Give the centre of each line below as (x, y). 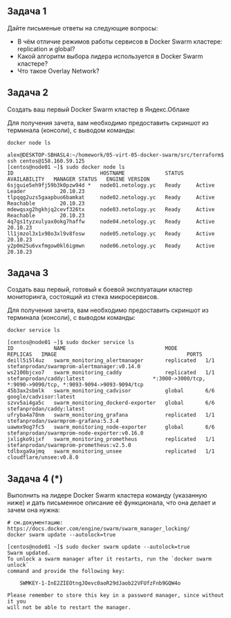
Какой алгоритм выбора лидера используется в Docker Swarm (110, 56)
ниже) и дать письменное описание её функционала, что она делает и (112, 503)
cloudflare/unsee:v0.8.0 (43, 457)
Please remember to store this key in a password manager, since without (116, 596)
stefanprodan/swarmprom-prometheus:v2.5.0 (69, 446)
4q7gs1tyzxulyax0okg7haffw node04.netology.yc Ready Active (111, 221)
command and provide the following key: (66, 571)
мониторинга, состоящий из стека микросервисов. (83, 297)
